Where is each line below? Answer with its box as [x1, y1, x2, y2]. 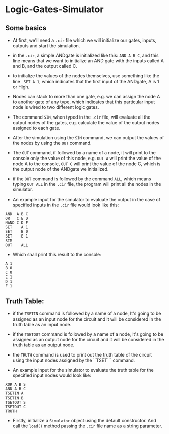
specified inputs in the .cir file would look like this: [12, 202, 119, 208]
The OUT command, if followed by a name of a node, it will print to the [12, 150, 156, 155]
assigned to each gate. [12, 125, 61, 131]
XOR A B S [5, 382, 26, 387]
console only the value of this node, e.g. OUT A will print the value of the [12, 155, 161, 161]
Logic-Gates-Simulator [5, 4, 104, 15]
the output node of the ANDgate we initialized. [12, 166, 109, 172]
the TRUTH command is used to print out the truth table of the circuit [12, 351, 152, 358]
